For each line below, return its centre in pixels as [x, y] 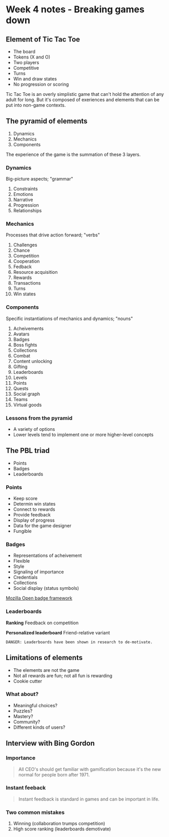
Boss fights [25, 345]
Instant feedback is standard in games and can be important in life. [89, 799]
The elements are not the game [46, 670]
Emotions [23, 194]
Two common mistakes [35, 812]
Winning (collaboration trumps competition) [59, 824]
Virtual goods [27, 405]
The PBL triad [28, 451]
